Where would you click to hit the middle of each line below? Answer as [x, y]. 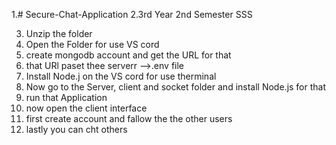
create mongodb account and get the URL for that [128, 55]
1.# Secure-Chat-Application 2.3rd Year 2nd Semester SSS [132, 14]
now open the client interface [86, 108]
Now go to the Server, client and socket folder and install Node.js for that [176, 87]
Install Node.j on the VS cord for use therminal [121, 76]
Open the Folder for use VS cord [92, 44]
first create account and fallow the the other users [129, 118]
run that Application [66, 97]
